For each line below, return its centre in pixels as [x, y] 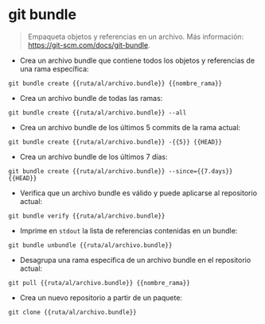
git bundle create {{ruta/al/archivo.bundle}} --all [97, 113]
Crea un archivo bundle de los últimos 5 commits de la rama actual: [130, 127]
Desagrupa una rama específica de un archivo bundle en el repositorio [135, 260]
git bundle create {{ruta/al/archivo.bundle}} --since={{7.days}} [121, 171]
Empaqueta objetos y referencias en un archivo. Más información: [136, 37]
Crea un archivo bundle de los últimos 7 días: [94, 156]
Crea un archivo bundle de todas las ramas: [91, 98]
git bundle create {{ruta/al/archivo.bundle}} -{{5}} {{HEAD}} [115, 142]
